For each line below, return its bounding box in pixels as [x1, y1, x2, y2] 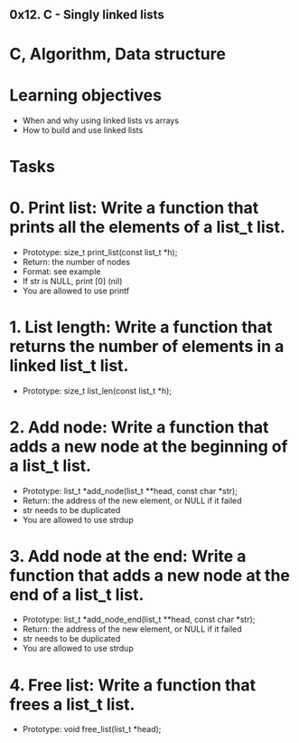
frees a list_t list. [9, 694, 135, 714]
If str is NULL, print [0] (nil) [22, 275, 123, 286]
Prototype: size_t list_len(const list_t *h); [22, 385, 173, 396]
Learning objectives [9, 85, 163, 105]
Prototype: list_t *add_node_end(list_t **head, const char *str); [22, 614, 256, 625]
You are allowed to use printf [22, 285, 130, 296]
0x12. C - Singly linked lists [9, 7, 164, 23]
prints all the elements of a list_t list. [9, 216, 286, 237]
